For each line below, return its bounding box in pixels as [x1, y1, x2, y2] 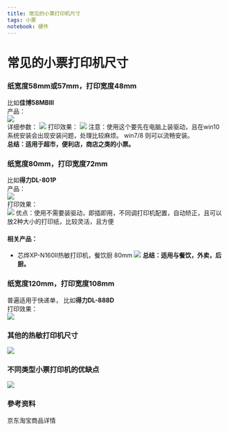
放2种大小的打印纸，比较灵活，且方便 [7, 217, 114, 226]
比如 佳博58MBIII [7, 98, 54, 107]
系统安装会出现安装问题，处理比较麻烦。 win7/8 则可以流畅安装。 [7, 131, 194, 139]
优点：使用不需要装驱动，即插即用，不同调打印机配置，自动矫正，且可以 [15, 209, 222, 217]
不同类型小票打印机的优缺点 [7, 365, 100, 374]
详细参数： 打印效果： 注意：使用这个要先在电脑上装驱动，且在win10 [7, 122, 220, 131]
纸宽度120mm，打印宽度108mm [7, 279, 115, 288]
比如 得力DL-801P [7, 176, 57, 184]
